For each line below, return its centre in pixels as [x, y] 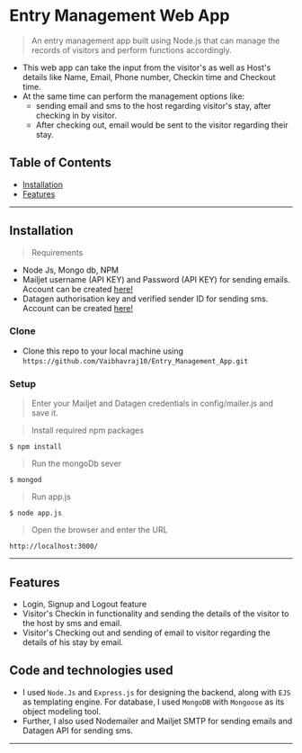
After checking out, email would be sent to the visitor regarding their [162, 125]
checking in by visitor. [76, 115]
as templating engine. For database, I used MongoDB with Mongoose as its [153, 702]
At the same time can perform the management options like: [133, 96]
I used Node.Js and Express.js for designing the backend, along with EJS [156, 692]
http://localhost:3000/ [54, 547]
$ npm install [36, 447]
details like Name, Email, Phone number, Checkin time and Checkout [149, 76]
